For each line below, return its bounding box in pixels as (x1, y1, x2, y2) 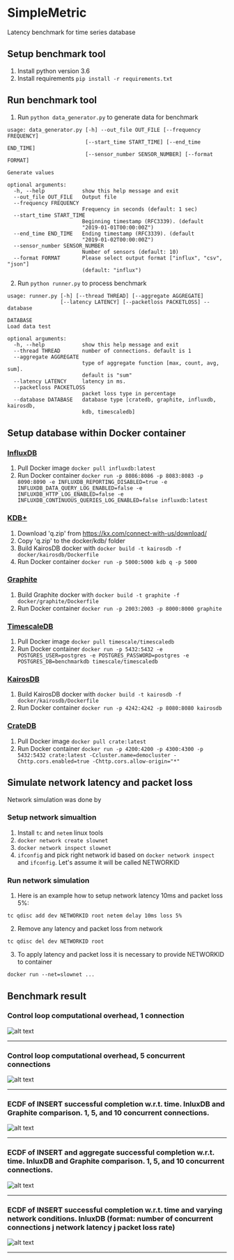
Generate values (7, 169, 54, 176)
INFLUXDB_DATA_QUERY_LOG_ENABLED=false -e (17, 485, 143, 492)
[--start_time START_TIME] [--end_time (84, 138, 201, 146)
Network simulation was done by (7, 795, 102, 803)
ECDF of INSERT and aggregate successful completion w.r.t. (7, 1148, 214, 1157)
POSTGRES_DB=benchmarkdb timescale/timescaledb (17, 658, 158, 665)
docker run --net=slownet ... (7, 971, 95, 978)
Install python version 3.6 (17, 66, 91, 75)
